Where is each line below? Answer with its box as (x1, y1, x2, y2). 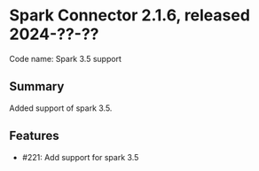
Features (9, 128, 59, 144)
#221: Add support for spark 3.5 (21, 152, 139, 162)
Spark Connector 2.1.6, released (9, 5, 251, 26)
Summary (9, 79, 65, 94)
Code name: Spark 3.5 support (9, 53, 122, 64)
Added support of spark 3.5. (9, 103, 113, 113)
